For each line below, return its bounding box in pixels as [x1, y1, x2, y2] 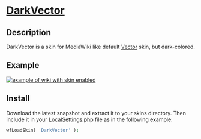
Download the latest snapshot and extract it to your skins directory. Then [6, 109, 186, 116]
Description [6, 27, 51, 38]
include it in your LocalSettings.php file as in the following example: [6, 116, 173, 123]
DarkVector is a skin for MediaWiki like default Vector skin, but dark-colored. [6, 43, 195, 50]
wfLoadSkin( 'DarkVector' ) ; [6, 127, 79, 133]
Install [6, 94, 30, 104]
